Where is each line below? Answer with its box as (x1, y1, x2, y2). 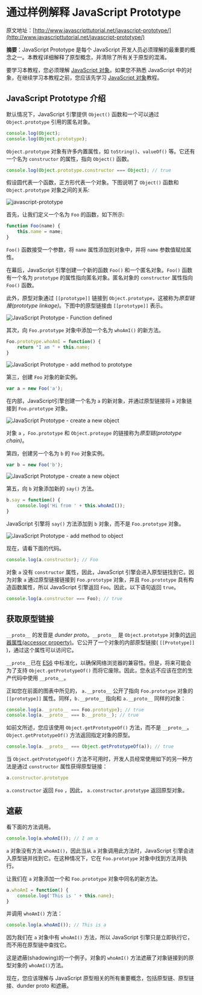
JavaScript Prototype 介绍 (6, 93, 106, 103)
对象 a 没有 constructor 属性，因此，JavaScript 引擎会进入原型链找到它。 (6, 568, 189, 575)
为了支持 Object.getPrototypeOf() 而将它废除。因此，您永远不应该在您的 (6, 667, 188, 674)
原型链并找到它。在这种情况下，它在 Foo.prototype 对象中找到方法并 (11, 854, 182, 862)
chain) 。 (6, 437, 28, 444)
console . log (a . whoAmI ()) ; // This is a (6, 922, 107, 928)
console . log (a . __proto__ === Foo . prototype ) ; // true (6, 706, 145, 713)
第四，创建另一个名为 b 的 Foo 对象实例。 (6, 449, 108, 457)
